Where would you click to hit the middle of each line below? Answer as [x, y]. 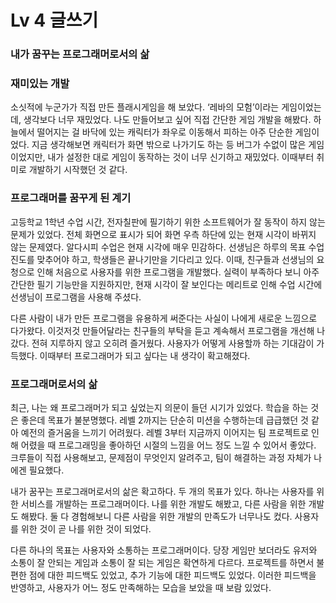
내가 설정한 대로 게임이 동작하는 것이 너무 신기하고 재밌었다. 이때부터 [181, 157]
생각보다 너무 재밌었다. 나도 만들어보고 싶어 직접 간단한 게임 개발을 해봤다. [167, 120]
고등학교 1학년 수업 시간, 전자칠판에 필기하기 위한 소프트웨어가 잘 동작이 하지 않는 [168, 222]
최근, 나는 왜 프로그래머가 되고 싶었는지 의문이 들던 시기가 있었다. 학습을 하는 [159, 407]
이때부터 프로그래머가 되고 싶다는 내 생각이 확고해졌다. [145, 355]
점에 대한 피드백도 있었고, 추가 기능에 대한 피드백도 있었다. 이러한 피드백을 [172, 575]
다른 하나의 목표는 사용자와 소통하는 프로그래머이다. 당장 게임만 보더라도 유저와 [164, 550]
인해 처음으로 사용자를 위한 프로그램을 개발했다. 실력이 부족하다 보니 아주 [178, 272]
